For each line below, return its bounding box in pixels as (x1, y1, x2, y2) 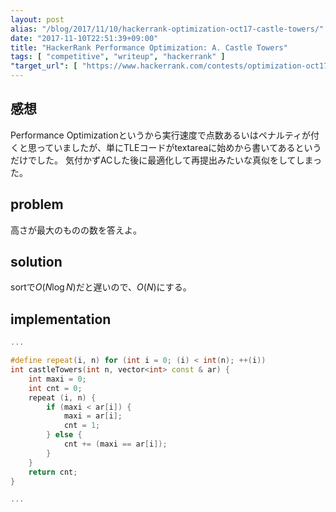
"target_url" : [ (10, 61, 78, 71)
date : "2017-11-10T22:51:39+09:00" (10, 33, 159, 43)
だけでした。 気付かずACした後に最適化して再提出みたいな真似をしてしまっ (10, 154, 322, 166)
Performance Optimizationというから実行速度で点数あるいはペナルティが (10, 129, 311, 141)
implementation (10, 311, 112, 328)
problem (10, 196, 64, 213)
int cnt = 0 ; (28, 383, 83, 393)
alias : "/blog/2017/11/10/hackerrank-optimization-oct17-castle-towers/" (10, 24, 325, 34)
